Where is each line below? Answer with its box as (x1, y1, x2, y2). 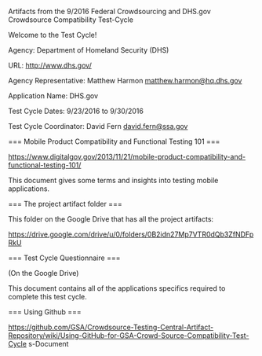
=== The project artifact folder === (8, 200, 123, 208)
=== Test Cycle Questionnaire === (8, 253, 121, 262)
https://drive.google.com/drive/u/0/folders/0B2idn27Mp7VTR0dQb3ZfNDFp (8, 229, 254, 239)
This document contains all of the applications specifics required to (8, 284, 226, 293)
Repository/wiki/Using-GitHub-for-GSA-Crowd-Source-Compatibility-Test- (8, 331, 249, 340)
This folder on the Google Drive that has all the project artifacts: (8, 215, 214, 223)
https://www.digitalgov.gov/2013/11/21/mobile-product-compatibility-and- (8, 152, 246, 161)
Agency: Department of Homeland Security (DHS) (8, 46, 169, 54)
